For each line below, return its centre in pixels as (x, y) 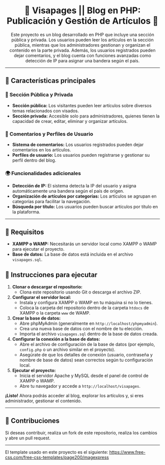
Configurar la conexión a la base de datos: (56, 339)
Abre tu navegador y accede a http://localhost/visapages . (80, 386)
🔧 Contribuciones (32, 421)
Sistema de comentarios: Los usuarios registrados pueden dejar (78, 145)
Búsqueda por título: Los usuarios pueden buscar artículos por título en (85, 207)
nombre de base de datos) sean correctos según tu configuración (86, 360)
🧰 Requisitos (25, 232)
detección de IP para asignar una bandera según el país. (82, 60)
